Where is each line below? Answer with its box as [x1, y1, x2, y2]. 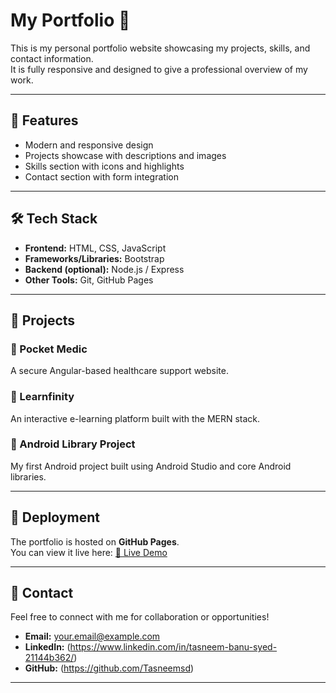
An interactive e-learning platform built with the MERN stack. [10, 412, 261, 424]
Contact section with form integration [24, 170, 179, 183]
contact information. [10, 52, 94, 64]
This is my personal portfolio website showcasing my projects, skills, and [10, 42, 311, 54]
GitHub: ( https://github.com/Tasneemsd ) [24, 662, 195, 674]
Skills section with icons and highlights [24, 160, 185, 172]
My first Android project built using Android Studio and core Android [10, 460, 292, 472]
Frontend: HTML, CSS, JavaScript [24, 242, 167, 254]
